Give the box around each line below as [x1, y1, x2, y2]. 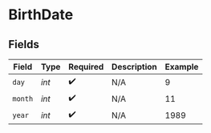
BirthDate [8, 6, 74, 24]
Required [67, 62, 104, 72]
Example [164, 62, 199, 72]
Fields [8, 38, 40, 51]
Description [111, 62, 158, 72]
